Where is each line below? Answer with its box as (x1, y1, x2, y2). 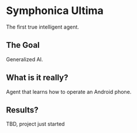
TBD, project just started (6, 121, 65, 128)
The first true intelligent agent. (6, 23, 79, 30)
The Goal (6, 40, 40, 50)
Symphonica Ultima (6, 4, 104, 17)
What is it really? (6, 73, 68, 83)
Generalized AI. (6, 55, 43, 62)
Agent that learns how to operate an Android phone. (6, 88, 132, 95)
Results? (6, 105, 39, 115)
